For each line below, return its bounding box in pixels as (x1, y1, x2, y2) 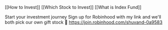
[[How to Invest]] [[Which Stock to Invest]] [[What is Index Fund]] (5, 4, 142, 10)
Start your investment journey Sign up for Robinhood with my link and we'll (5, 14, 161, 19)
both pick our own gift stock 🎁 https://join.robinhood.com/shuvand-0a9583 (5, 19, 163, 25)
